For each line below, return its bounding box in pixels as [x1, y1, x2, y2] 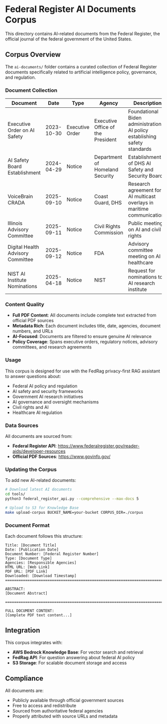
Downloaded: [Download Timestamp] [5, 573, 77, 578]
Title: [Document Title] [5, 543, 57, 548]
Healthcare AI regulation [12, 409, 63, 415]
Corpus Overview [5, 50, 61, 59]
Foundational [128, 108, 159, 115]
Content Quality [5, 301, 45, 308]
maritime [128, 206, 149, 213]
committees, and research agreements [12, 344, 92, 350]
